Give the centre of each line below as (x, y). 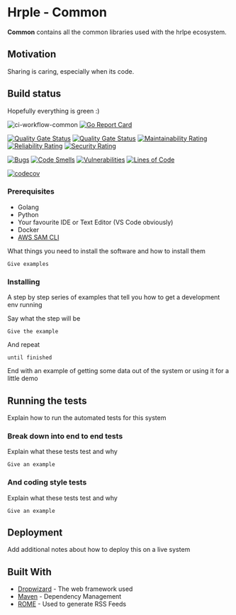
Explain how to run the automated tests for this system (87, 417)
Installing (24, 282)
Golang (28, 207)
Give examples (28, 264)
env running (25, 305)
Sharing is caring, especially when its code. (71, 71)
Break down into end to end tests (65, 436)
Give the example (33, 332)
